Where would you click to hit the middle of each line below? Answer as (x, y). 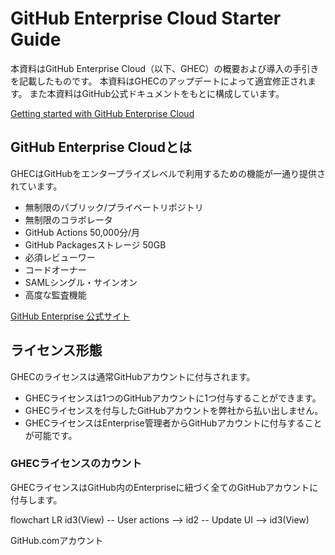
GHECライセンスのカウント (76, 464)
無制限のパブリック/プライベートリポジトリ (114, 207)
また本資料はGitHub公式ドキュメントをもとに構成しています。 (157, 93)
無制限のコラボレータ (68, 219)
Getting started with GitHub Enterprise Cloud (102, 113)
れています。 (36, 186)
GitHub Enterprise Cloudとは (101, 147)
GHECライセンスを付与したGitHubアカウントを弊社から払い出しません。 (174, 410)
